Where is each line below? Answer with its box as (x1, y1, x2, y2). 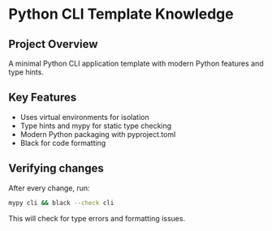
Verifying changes (8, 161, 104, 175)
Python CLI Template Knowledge (8, 5, 234, 24)
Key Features (8, 91, 77, 105)
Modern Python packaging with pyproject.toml (19, 129, 176, 139)
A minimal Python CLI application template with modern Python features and (8, 58, 264, 68)
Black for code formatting (19, 138, 106, 148)
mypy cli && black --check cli (8, 199, 114, 207)
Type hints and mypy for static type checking (19, 121, 172, 130)
